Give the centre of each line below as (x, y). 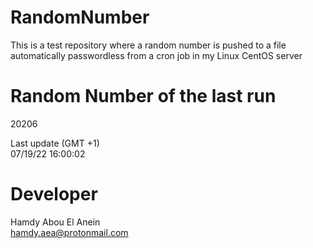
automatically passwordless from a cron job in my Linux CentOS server (156, 55)
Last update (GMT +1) (55, 143)
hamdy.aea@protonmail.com (69, 232)
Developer (54, 194)
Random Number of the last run (143, 96)
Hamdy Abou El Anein (55, 222)
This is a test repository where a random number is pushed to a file (148, 45)
